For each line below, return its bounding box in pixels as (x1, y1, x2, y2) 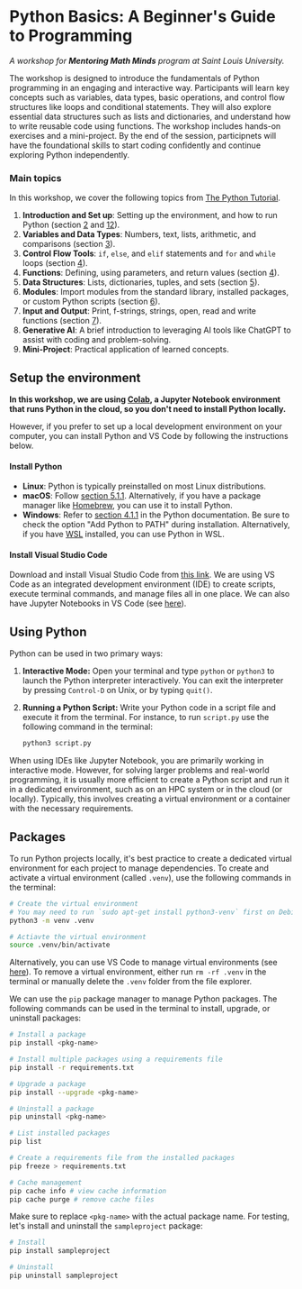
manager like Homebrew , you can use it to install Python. (22, 500, 234, 511)
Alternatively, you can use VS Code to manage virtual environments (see (9, 957, 278, 968)
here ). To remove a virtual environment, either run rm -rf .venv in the (9, 966, 267, 977)
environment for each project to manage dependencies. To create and (9, 863, 270, 873)
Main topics (9, 171, 62, 184)
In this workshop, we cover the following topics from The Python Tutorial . (9, 192, 281, 204)
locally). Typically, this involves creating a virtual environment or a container (9, 793, 290, 804)
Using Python (9, 624, 87, 639)
